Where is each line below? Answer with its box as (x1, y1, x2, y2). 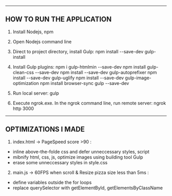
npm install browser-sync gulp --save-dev (40, 80, 130, 86)
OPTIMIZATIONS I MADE (5, 125, 85, 134)
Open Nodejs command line (12, 38, 72, 45)
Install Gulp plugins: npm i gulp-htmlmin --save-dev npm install (12, 63, 146, 70)
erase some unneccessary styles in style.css (12, 159, 108, 165)
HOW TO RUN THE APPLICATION (5, 15, 112, 24)
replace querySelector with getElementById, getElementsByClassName (12, 185, 163, 191)
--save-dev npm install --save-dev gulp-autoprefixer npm (35, 69, 157, 75)
